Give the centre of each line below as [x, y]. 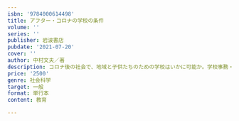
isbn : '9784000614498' [41, 14]
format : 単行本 [28, 93]
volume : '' [23, 27]
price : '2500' [28, 73]
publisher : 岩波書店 [36, 41]
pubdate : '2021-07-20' [41, 47]
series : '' [23, 34]
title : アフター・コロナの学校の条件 [56, 21]
